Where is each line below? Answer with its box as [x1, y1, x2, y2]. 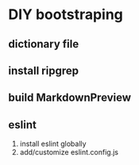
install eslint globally [19, 139, 87, 148]
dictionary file [8, 37, 79, 51]
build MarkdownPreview [8, 91, 132, 105]
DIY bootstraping [8, 6, 123, 24]
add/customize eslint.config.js [19, 148, 119, 157]
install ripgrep [8, 63, 79, 77]
